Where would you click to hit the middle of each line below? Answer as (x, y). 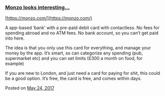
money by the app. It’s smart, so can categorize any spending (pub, (74, 53)
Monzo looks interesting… (38, 7)
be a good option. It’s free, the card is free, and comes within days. (74, 79)
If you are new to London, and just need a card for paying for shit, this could (82, 73)
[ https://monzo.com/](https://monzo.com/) (49, 18)
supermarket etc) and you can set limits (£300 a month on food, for (74, 58)
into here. (15, 38)
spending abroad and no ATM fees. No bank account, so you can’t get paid (82, 33)
